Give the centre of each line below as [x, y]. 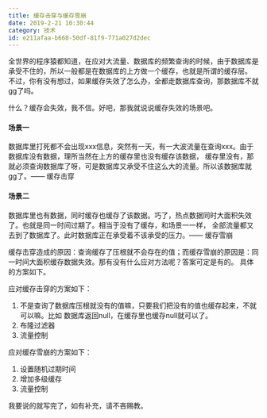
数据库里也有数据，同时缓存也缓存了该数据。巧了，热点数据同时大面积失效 [130, 215]
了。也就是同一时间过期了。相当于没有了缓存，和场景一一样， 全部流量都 [128, 225]
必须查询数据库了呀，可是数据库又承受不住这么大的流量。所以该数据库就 [133, 167]
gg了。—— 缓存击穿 [42, 176]
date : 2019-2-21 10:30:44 [51, 23]
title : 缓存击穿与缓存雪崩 [48, 15]
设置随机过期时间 [48, 369]
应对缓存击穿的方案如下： [50, 288]
